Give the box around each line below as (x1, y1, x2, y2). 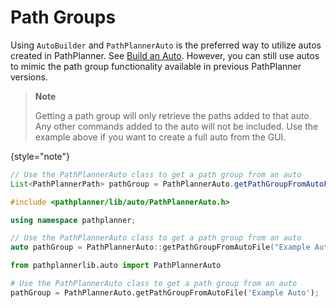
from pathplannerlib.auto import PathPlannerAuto (10, 261, 222, 271)
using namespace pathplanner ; (10, 215, 137, 225)
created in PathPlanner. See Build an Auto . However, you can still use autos (10, 49, 320, 61)
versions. (10, 71, 48, 83)
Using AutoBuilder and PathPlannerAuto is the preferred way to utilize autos (10, 39, 322, 51)
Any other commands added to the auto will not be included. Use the (34, 120, 319, 132)
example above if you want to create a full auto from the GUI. (34, 131, 287, 143)
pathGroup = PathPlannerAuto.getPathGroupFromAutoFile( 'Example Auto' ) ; (10, 287, 320, 298)
